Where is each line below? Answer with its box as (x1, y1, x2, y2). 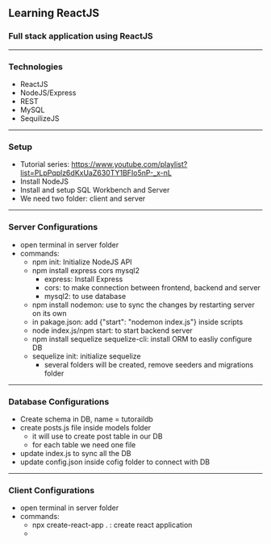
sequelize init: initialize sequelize (31, 351, 141, 361)
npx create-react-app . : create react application (31, 520, 193, 530)
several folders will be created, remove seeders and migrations (44, 359, 254, 369)
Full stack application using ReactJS (8, 31, 153, 42)
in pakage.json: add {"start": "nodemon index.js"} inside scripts (31, 317, 244, 326)
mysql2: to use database (44, 291, 127, 301)
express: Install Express (44, 274, 123, 284)
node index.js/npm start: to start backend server (31, 326, 194, 335)
